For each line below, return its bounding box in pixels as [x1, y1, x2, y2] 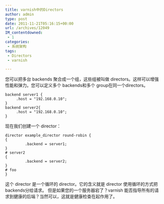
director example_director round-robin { [5, 133, 92, 138]
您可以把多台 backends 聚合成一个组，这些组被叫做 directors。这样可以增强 [5, 76, 159, 82]
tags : [5, 48, 16, 53]
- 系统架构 [7, 44, 27, 49]
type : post [5, 16, 28, 21]
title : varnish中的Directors [5, 7, 64, 12]
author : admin [5, 12, 34, 17]
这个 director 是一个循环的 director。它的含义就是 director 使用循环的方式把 [5, 181, 158, 187]
